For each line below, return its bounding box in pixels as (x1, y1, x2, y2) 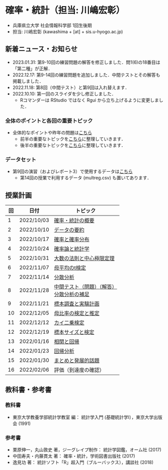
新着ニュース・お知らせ (5, 45, 78, 54)
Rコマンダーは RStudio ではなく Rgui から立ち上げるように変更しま (20, 97, 159, 103)
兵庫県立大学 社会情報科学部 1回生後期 (12, 22, 92, 28)
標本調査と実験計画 (54, 300, 100, 307)
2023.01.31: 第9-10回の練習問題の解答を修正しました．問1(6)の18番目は (12, 59, 160, 65)
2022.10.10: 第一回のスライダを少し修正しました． (12, 90, 116, 96)
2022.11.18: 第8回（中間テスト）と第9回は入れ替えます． (12, 84, 130, 90)
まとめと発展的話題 (54, 357, 100, 364)
